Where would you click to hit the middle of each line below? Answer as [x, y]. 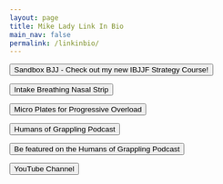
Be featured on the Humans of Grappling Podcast [97, 149]
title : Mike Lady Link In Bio [67, 26]
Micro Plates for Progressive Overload [78, 110]
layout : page [34, 18]
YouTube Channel [44, 169]
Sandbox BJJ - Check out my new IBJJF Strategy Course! [111, 70]
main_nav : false [40, 34]
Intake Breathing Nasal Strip [61, 90]
